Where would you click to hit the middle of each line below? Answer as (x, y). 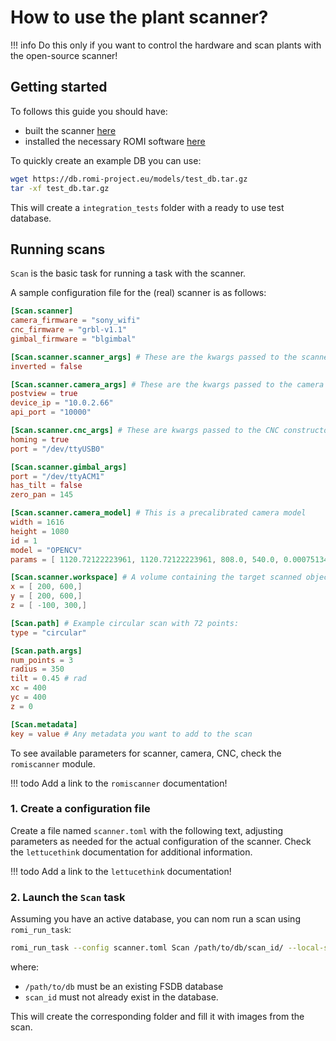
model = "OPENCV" (46, 550)
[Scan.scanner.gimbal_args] (69, 467)
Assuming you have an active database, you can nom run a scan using (155, 919)
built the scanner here (70, 130)
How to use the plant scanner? (139, 17)
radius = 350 (37, 669)
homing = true (40, 439)
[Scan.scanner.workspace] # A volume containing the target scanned (156, 577)
